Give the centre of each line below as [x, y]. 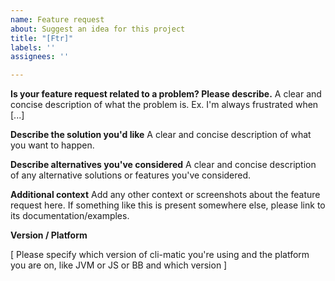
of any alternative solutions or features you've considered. [131, 175]
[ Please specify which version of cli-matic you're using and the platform [160, 255]
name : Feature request [57, 19]
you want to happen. [52, 145]
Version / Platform [49, 235]
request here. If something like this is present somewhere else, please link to [168, 205]
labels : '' [33, 47]
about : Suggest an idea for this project [98, 29]
